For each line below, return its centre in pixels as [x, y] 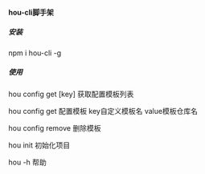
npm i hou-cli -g [35, 53]
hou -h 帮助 [27, 162]
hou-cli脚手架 [31, 12]
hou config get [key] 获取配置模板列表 [71, 94]
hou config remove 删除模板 [55, 127]
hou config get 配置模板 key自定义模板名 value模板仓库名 [103, 111]
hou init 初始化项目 [39, 145]
